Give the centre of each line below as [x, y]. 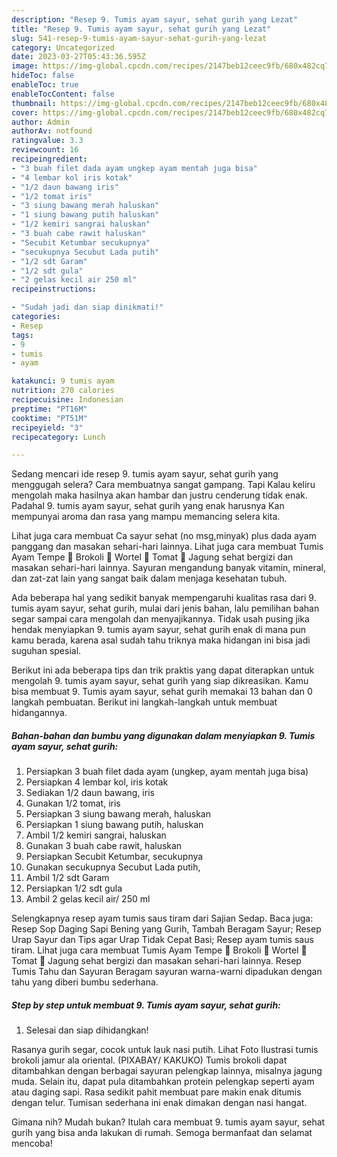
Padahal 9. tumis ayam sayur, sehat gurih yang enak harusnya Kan [148, 506]
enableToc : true [45, 85]
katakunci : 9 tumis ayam [63, 381]
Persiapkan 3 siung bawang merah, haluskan [118, 814]
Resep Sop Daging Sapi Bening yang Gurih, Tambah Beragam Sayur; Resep [166, 929]
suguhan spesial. [46, 651]
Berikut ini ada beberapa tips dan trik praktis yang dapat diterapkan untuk [163, 670]
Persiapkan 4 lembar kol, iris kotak [97, 782]
